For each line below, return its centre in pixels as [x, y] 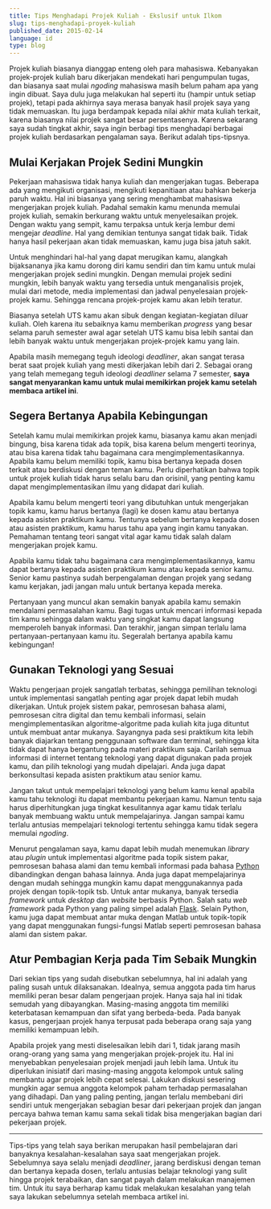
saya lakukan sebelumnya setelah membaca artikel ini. [99, 1197]
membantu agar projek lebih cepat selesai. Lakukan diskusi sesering [123, 1079]
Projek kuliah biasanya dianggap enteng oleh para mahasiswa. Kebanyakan [134, 68]
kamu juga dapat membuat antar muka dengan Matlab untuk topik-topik [128, 917]
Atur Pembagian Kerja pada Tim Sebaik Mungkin [133, 959]
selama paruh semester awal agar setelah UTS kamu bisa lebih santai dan [131, 332]
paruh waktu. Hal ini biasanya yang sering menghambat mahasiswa [121, 199]
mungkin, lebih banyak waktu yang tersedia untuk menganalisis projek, [127, 282]
